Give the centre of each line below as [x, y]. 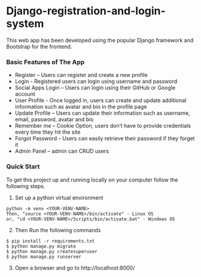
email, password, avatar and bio [54, 119]
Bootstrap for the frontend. [39, 47]
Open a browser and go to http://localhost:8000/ [75, 267]
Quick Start [23, 167]
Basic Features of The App [45, 62]
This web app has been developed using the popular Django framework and [100, 40]
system [25, 24]
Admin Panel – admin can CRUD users [62, 151]
